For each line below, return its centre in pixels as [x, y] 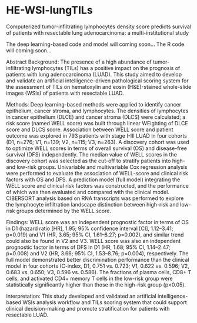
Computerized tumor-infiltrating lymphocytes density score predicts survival [99, 26]
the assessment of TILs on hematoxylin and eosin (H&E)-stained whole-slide [99, 86]
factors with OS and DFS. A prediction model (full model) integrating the [93, 179]
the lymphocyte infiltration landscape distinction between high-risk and [93, 204]
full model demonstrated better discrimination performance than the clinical [98, 259]
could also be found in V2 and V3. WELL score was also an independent [94, 241]
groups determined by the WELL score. [64, 211]
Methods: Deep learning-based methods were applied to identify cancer [94, 104]
